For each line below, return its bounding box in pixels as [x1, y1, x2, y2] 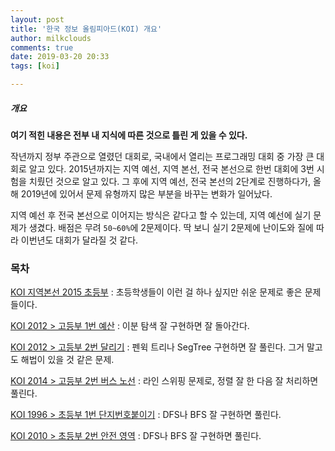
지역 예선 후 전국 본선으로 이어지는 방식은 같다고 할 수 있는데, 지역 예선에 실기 [10, 209, 312, 221]
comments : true [10, 42, 74, 53]
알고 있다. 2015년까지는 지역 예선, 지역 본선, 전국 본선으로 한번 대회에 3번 [28, 162, 315, 175]
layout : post [10, 14, 65, 25]
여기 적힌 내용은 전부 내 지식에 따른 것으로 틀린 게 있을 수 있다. [10, 129, 248, 141]
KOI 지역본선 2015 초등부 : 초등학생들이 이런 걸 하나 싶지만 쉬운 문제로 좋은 [10, 286, 303, 298]
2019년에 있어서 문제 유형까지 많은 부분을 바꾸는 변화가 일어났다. [20, 187, 273, 200]
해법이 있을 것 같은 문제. [20, 354, 115, 366]
